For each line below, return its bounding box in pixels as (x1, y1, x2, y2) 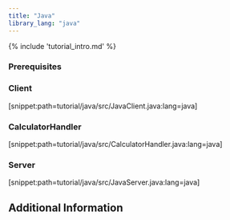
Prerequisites (8, 61, 62, 72)
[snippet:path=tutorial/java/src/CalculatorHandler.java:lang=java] (8, 140, 223, 149)
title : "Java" (8, 11, 56, 20)
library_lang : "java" (8, 19, 81, 27)
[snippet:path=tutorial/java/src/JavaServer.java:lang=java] (8, 177, 200, 187)
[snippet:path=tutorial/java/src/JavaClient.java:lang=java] (8, 101, 198, 111)
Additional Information (8, 201, 123, 214)
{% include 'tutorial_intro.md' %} (8, 41, 116, 51)
